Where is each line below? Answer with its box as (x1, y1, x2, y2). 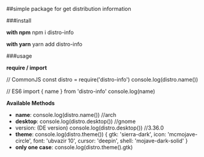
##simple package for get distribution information (6, 5, 131, 12)
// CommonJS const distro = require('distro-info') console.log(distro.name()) (6, 76, 199, 83)
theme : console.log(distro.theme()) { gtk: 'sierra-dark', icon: (15, 131, 167, 138)
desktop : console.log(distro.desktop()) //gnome (15, 118, 136, 125)
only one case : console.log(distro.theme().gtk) (15, 144, 133, 151)
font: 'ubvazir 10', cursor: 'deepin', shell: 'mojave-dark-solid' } (33, 137, 188, 144)
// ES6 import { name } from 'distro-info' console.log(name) (6, 88, 156, 95)
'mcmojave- (167, 131, 198, 138)
